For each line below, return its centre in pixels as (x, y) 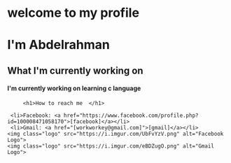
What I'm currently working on (75, 70)
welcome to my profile (73, 13)
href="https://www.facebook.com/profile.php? (131, 115)
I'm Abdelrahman (58, 45)
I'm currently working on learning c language (74, 88)
